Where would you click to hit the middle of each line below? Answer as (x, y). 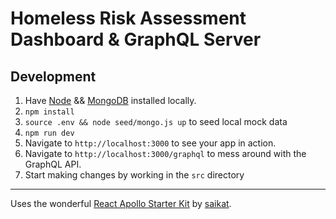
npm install (49, 112)
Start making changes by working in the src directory (134, 175)
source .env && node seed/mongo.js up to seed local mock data (156, 121)
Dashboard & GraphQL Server (136, 39)
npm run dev (49, 133)
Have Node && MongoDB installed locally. (110, 100)
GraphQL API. (53, 164)
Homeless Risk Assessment (128, 18)
